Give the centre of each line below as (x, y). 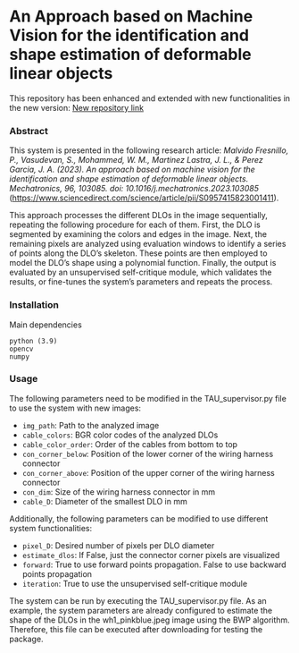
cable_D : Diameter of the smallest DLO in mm (104, 501)
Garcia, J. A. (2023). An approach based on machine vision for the (133, 170)
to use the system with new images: (75, 408)
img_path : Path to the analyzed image (91, 425)
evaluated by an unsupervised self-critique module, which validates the (141, 272)
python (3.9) (33, 341)
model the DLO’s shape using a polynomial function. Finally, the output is (143, 263)
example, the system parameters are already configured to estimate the (141, 610)
